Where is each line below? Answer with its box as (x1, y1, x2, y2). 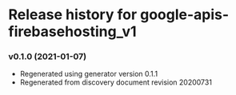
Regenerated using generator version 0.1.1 (19, 69, 158, 79)
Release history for (8, 6, 138, 24)
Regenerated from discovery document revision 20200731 (19, 77, 212, 87)
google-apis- (139, 6, 230, 24)
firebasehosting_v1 (8, 22, 138, 41)
